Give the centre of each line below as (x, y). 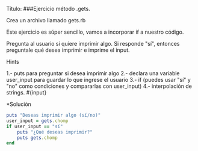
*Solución (19, 104)
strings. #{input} (26, 92)
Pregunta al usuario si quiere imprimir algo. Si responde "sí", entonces (93, 44)
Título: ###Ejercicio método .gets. (48, 9)
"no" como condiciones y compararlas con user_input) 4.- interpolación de (99, 86)
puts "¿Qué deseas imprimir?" (55, 132)
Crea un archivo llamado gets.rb (46, 20)
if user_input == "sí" (35, 126)
